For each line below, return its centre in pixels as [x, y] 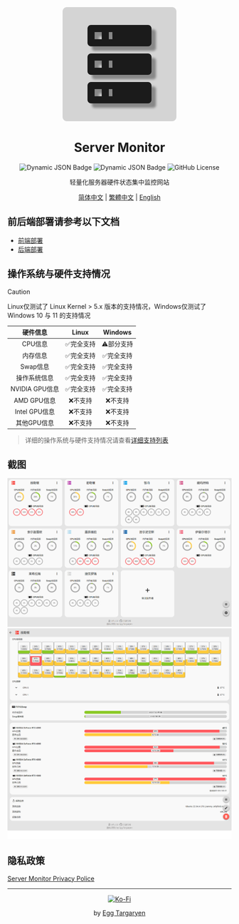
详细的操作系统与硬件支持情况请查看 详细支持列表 [96, 440]
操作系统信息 [35, 378]
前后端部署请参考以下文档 [63, 222]
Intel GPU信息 [35, 411]
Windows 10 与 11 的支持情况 [49, 315]
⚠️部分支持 [117, 344]
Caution [19, 292]
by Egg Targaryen [119, 913]
